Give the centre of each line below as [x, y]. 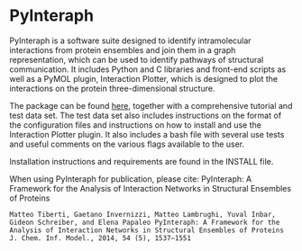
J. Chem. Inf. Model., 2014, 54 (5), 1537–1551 [101, 238]
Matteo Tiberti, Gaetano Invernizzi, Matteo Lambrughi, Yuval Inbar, [143, 214]
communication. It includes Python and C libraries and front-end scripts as [148, 69]
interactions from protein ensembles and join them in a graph [123, 49]
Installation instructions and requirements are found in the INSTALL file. [142, 161]
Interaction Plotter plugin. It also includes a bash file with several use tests [147, 134]
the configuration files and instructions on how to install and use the [135, 125]
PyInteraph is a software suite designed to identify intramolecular [130, 40]
